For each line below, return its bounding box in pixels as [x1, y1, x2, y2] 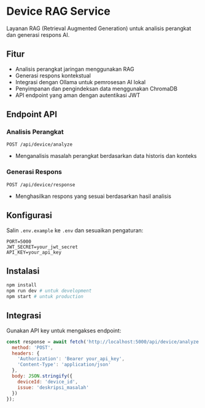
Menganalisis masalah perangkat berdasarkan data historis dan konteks [15, 152, 197, 160]
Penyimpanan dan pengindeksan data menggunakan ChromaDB [15, 85, 178, 92]
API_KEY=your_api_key [6, 249, 62, 256]
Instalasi [6, 265, 40, 276]
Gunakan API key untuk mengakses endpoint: [6, 327, 122, 334]
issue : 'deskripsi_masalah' [17, 384, 89, 391]
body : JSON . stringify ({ [12, 373, 72, 379]
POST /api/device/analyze [6, 141, 72, 148]
